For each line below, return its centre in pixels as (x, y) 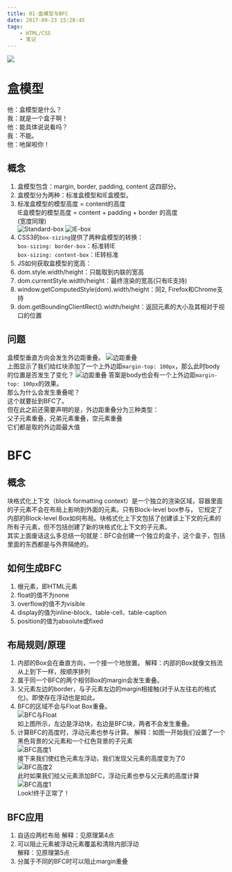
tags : (15, 26)
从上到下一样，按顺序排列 (54, 672)
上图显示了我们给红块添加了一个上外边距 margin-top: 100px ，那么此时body (114, 366)
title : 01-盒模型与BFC (38, 14)
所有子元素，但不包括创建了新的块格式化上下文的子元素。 (89, 527)
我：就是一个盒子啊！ (37, 118)
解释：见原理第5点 (44, 853)
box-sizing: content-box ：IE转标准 (68, 254)
